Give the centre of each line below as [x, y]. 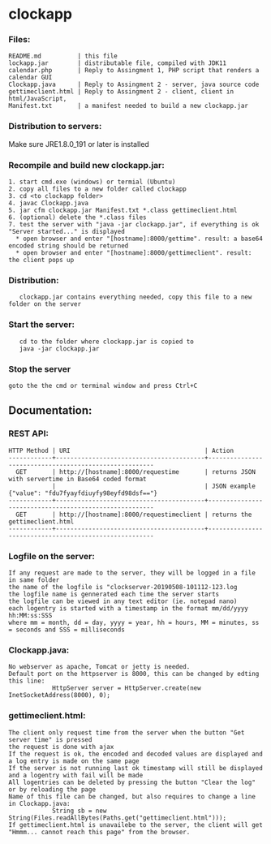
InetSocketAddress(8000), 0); [60, 695]
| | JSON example [153, 486]
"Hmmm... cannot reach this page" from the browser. [99, 832]
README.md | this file [63, 56]
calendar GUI [30, 78]
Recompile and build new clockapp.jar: [86, 165]
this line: [27, 681]
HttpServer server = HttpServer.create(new [126, 688]
